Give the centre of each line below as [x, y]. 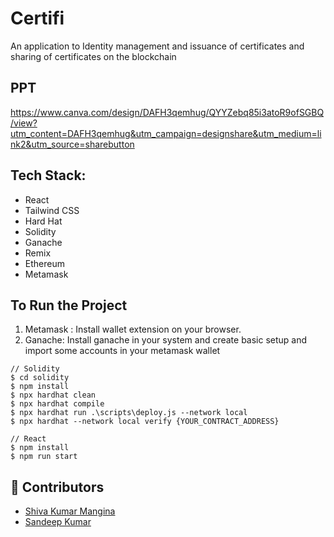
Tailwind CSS [52, 210]
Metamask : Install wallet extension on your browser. [133, 329]
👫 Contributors [57, 487]
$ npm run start [44, 457]
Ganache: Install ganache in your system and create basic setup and [166, 340]
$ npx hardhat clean [53, 395]
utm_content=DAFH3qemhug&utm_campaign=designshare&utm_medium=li [166, 133]
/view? [24, 123]
